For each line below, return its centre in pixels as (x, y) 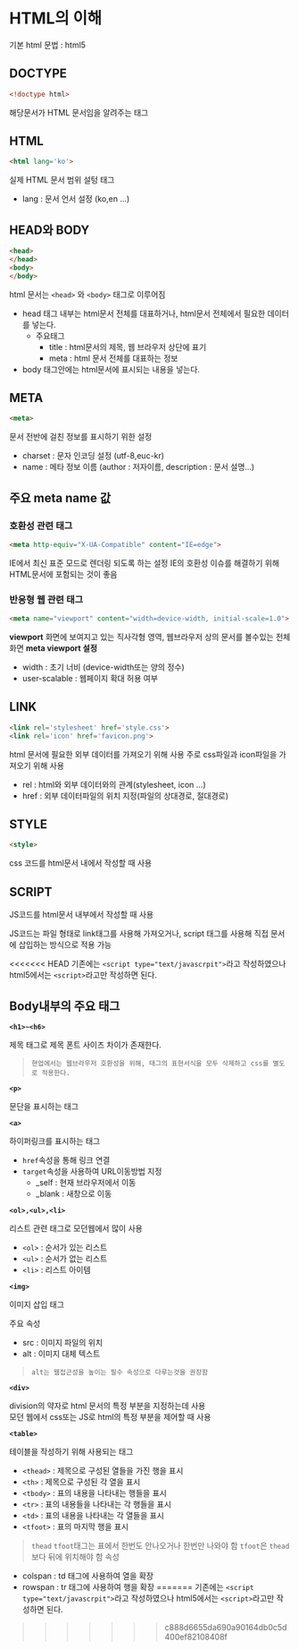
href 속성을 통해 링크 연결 (66, 1159)
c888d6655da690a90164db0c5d (226, 1627)
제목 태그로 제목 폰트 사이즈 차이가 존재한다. (86, 1045)
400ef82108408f (196, 1637)
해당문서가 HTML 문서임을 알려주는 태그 (79, 112)
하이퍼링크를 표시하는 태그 (55, 1141)
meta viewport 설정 (62, 648)
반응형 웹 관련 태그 (46, 599)
